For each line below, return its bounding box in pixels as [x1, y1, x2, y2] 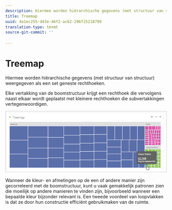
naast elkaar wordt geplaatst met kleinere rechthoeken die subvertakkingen [5, 95, 165, 102]
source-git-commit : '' [5, 30, 54, 35]
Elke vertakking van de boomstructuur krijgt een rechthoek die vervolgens [5, 90, 162, 96]
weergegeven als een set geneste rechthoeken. [5, 80, 106, 86]
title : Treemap [5, 13, 38, 19]
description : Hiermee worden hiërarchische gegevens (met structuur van [5, 8, 164, 13]
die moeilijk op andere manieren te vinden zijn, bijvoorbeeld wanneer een [5, 188, 160, 194]
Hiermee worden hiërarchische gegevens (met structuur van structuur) [5, 75, 155, 81]
